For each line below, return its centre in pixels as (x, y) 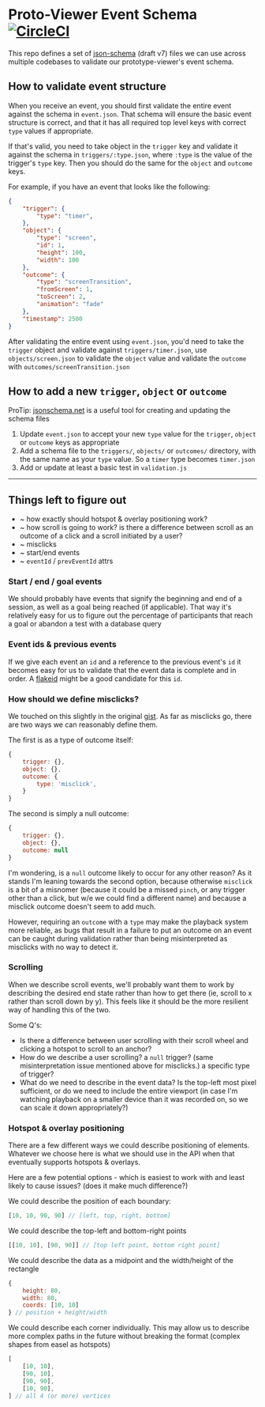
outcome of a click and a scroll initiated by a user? (101, 536)
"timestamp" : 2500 (52, 319)
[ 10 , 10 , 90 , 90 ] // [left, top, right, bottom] (90, 1216)
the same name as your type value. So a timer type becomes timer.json (137, 460)
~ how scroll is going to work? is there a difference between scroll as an (136, 528)
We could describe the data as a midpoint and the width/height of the (121, 1260)
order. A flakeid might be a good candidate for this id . (95, 679)
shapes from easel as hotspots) (60, 1345)
